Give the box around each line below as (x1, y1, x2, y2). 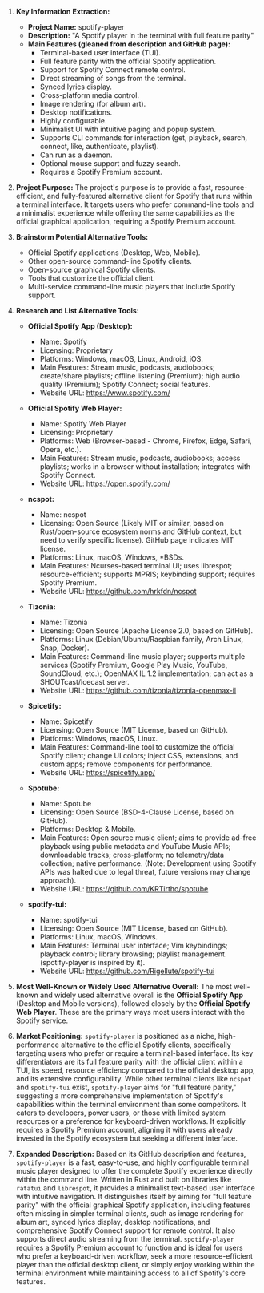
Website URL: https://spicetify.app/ (39, 768, 156, 777)
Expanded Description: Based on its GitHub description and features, (15, 1150, 246, 1158)
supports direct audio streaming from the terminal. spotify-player (15, 1234, 234, 1243)
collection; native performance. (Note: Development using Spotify (39, 859, 257, 868)
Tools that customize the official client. (27, 273, 156, 283)
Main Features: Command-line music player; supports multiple (39, 652, 246, 661)
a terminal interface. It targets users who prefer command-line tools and (15, 200, 254, 209)
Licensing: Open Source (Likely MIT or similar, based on (39, 519, 224, 527)
